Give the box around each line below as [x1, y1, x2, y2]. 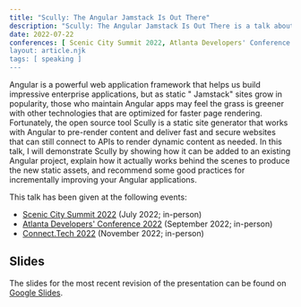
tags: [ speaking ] [9, 55, 82, 64]
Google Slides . [9, 287, 64, 298]
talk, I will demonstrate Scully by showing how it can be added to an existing [9, 146, 291, 157]
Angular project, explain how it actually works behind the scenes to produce [9, 156, 290, 166]
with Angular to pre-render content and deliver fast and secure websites [9, 127, 276, 137]
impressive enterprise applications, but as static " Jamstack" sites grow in [9, 89, 282, 99]
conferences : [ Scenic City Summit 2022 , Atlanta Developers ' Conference [9, 38, 291, 47]
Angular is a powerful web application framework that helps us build [9, 80, 262, 90]
